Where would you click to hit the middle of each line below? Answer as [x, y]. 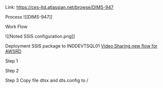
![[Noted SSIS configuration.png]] [40, 36]
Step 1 [12, 61]
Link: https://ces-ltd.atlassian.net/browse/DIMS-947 [59, 7]
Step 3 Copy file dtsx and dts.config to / [47, 80]
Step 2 [12, 70]
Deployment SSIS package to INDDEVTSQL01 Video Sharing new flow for [82, 46]
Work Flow [16, 26]
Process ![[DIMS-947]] [29, 17]
